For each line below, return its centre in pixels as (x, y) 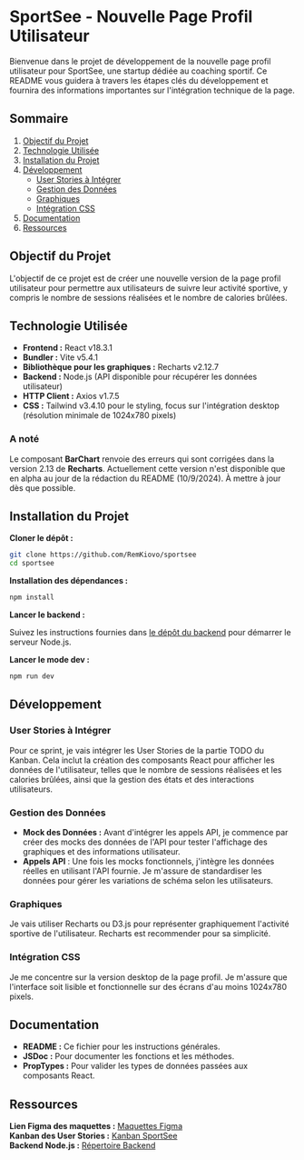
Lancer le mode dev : (49, 660)
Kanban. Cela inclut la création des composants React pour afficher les (142, 760)
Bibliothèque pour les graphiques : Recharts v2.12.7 (121, 367)
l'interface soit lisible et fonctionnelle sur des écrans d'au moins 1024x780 (148, 986)
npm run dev (32, 676)
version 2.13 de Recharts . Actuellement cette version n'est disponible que (147, 468)
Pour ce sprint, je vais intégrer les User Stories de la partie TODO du (137, 750)
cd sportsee (32, 564)
